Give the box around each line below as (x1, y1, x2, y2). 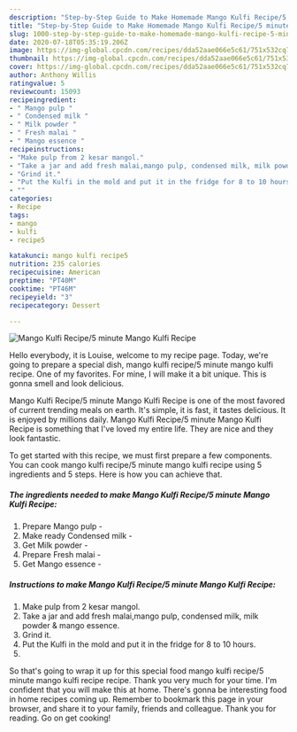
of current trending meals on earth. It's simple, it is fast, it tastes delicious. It (9, 405, 286, 416)
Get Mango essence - (21, 559, 102, 570)
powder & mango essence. (21, 620, 120, 631)
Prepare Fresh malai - (21, 549, 102, 560)
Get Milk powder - (21, 540, 88, 550)
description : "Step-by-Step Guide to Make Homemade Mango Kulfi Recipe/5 (9, 12, 287, 22)
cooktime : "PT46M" (9, 284, 77, 293)
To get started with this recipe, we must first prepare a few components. (9, 450, 272, 461)
